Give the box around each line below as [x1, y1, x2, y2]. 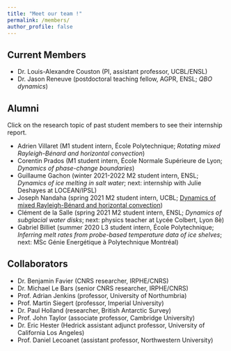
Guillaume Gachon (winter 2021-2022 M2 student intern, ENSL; [17, 171, 199, 180]
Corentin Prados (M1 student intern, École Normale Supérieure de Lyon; [17, 157, 223, 164]
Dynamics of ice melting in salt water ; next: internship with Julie [17, 179, 202, 187]
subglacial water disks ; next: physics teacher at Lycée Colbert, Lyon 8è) [17, 216, 225, 224]
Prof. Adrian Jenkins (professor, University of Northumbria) [17, 291, 187, 299]
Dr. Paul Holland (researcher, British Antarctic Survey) [17, 306, 172, 314]
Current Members [7, 49, 86, 61]
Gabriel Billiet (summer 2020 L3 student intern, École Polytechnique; [17, 224, 214, 231]
